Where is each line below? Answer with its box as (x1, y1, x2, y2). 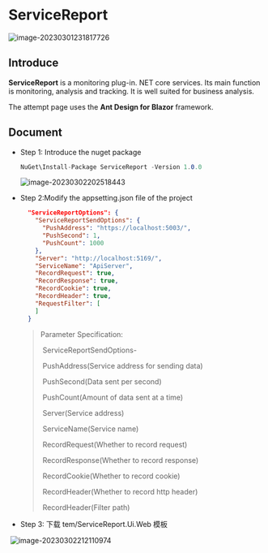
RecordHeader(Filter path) (42, 502, 130, 512)
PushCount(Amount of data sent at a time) (42, 392, 184, 402)
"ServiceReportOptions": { (28, 209, 119, 217)
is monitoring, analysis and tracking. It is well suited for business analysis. (8, 86, 255, 96)
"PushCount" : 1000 (41, 239, 104, 247)
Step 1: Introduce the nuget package (19, 147, 142, 157)
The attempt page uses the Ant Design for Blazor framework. (8, 102, 215, 111)
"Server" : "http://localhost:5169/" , (35, 254, 163, 262)
